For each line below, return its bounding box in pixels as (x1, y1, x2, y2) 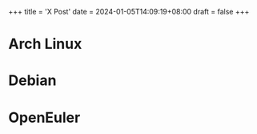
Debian (8, 71, 57, 90)
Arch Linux (8, 35, 82, 53)
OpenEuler (8, 108, 81, 127)
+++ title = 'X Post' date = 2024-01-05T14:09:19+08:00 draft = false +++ (8, 7, 250, 16)
